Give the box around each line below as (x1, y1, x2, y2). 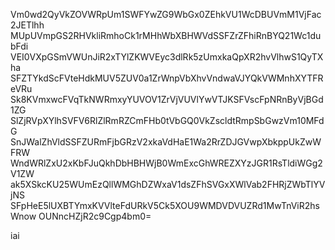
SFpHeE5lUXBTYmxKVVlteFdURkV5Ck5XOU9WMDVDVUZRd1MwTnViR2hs (10, 200, 320, 211)
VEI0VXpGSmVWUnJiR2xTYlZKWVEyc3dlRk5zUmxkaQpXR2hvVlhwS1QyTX (10, 51, 324, 63)
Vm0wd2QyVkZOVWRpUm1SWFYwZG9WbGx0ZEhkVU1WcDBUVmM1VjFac (10, 9, 322, 20)
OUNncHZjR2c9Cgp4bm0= (38, 210, 152, 222)
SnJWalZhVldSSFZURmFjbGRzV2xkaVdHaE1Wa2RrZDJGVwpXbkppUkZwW (10, 136, 322, 148)
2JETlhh (10, 19, 45, 31)
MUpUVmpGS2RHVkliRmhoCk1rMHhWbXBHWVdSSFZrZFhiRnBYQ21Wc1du (10, 30, 322, 41)
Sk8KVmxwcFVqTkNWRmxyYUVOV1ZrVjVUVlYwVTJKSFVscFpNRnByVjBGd (10, 94, 324, 105)
